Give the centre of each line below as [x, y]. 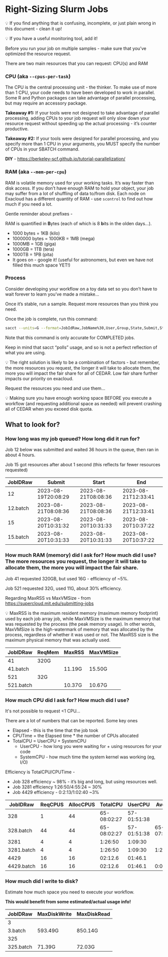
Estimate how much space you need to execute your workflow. [70, 892]
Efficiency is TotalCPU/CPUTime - [40, 772]
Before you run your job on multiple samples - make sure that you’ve [76, 48]
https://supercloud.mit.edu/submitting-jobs [49, 603]
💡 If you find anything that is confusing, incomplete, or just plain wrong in [80, 23]
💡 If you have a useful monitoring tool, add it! [51, 38]
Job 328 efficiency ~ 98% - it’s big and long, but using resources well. [85, 781]
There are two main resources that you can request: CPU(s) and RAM [77, 63]
